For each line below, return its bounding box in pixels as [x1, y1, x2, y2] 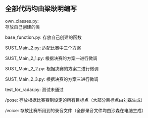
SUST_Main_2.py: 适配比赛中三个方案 [5, 45, 81, 51]
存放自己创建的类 [5, 24, 40, 29]
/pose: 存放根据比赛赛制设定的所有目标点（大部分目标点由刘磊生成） [5, 97, 145, 103]
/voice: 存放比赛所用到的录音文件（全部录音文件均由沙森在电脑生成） [5, 107, 146, 113]
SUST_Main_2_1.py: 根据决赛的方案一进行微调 [5, 55, 98, 61]
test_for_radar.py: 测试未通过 [5, 87, 64, 92]
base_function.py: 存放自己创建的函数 [5, 34, 82, 40]
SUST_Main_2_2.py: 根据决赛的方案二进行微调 [5, 65, 99, 71]
